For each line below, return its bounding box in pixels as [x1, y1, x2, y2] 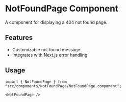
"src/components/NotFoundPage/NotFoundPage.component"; [5, 83, 122, 89]
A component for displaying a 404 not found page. [5, 19, 108, 25]
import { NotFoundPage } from [5, 79, 67, 84]
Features [5, 34, 33, 42]
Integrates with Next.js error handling [12, 52, 88, 58]
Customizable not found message [12, 46, 81, 52]
